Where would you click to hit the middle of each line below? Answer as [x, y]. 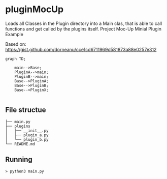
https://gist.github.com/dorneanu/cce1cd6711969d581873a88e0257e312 [81, 49]
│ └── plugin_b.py [27, 139]
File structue [26, 110]
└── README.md [20, 144]
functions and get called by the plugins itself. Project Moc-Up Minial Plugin [83, 28]
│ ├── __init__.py [27, 131]
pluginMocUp [35, 9]
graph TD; [16, 59]
